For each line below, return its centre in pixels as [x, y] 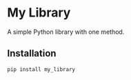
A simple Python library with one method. [66, 32]
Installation [32, 53]
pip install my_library [41, 69]
